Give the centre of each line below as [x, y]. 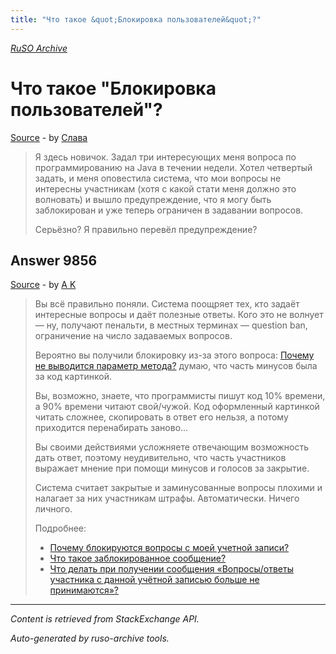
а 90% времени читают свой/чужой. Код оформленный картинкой [177, 407]
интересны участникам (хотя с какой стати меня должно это [165, 188]
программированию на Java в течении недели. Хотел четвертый [173, 167]
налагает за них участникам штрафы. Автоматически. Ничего [167, 498]
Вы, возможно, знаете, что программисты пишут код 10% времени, [180, 396]
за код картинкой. [73, 377]
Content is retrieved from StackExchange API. [105, 619]
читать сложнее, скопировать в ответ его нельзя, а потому [161, 417]
